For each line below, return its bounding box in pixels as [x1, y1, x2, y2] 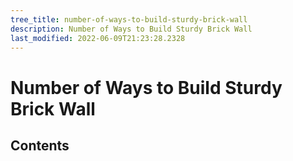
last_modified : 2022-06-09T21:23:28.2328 [10, 33, 186, 43]
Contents [10, 137, 70, 154]
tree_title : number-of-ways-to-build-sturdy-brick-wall [10, 14, 248, 25]
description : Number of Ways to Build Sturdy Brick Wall [10, 24, 253, 34]
